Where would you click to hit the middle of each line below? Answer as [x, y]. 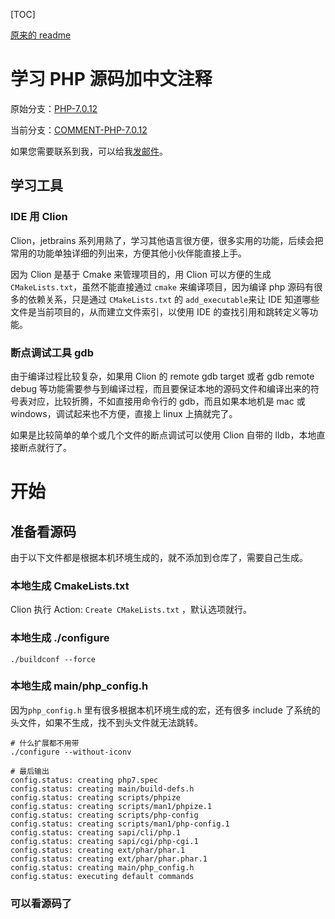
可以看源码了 [41, 903]
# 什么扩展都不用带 [45, 743]
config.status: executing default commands [102, 876]
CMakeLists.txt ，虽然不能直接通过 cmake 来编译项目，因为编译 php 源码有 [162, 286]
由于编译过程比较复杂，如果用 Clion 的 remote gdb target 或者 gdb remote [162, 376]
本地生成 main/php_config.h [79, 686]
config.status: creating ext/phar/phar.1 [98, 850]
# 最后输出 [30, 771]
